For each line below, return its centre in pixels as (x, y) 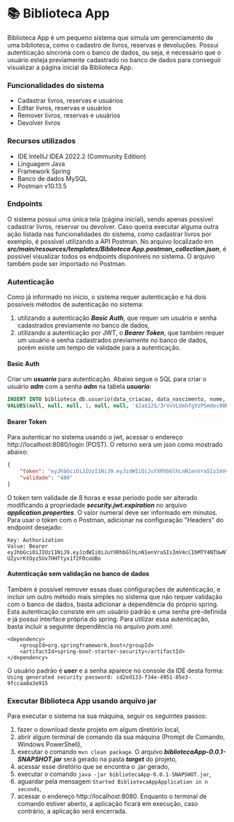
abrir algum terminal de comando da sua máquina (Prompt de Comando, (121, 737)
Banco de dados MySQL (52, 178)
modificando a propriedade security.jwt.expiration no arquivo (97, 505)
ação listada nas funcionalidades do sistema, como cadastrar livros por (109, 234)
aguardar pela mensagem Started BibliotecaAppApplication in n (112, 781)
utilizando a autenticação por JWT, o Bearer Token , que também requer (121, 333)
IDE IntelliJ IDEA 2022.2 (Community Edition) (81, 156)
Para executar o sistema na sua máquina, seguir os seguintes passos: (107, 716)
